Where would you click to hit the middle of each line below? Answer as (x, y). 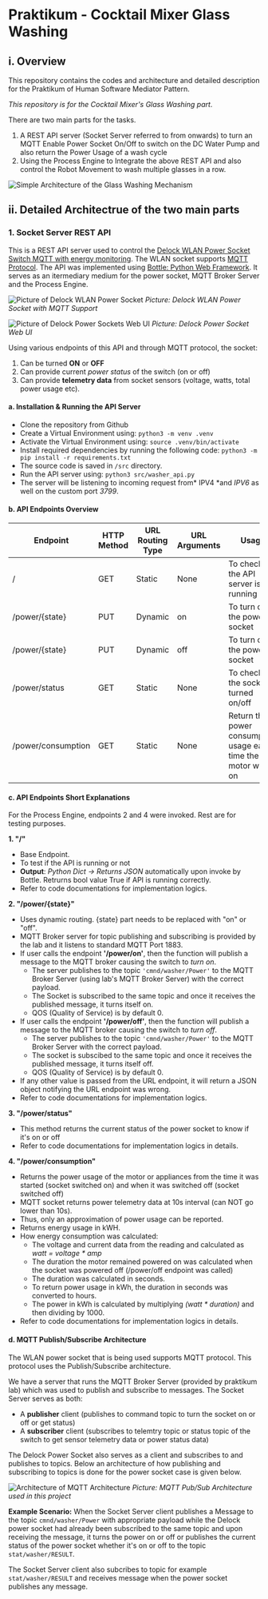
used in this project (40, 1496)
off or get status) (47, 1422)
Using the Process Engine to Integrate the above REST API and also (130, 161)
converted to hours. (64, 1296)
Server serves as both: (45, 1398)
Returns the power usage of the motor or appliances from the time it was (139, 1177)
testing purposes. (37, 823)
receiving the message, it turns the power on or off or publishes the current (132, 1537)
